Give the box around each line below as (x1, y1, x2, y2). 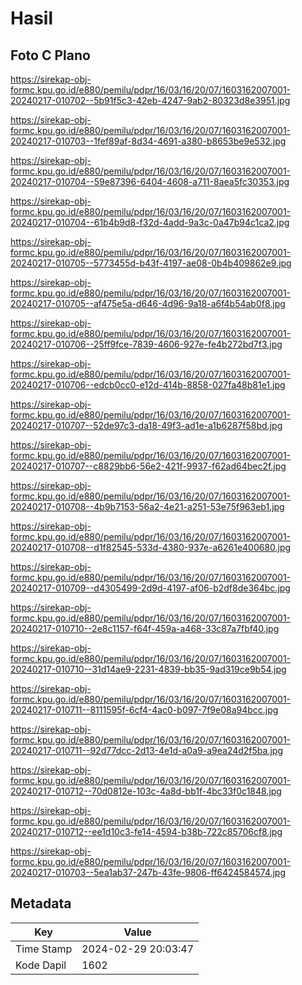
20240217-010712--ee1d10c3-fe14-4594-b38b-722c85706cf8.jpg (10, 826, 283, 837)
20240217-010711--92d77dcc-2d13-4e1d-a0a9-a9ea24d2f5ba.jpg (10, 745, 283, 756)
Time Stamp (15, 942, 73, 956)
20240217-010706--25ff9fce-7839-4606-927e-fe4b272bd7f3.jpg (10, 338, 283, 350)
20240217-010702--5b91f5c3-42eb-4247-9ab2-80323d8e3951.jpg (10, 95, 291, 106)
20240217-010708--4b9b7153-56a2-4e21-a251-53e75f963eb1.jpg (10, 501, 285, 512)
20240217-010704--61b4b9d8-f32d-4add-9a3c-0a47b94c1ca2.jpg (10, 217, 290, 228)
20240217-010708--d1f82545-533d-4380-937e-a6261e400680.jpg (10, 542, 292, 553)
